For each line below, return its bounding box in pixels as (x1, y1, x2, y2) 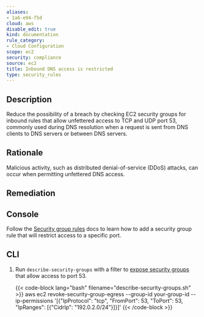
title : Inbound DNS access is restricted (6, 65, 114, 72)
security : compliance (6, 54, 62, 61)
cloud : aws (6, 20, 34, 26)
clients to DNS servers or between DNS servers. (6, 130, 128, 138)
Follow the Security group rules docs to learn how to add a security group (6, 225, 192, 233)
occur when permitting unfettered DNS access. (6, 170, 125, 177)
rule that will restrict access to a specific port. (6, 232, 122, 239)
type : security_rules (6, 72, 62, 78)
